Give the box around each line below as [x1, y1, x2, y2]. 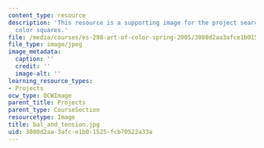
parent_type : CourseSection [8, 106, 101, 114]
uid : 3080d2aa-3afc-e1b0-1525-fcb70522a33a [8, 128, 153, 135]
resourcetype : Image [8, 114, 76, 121]
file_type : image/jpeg [8, 41, 82, 49]
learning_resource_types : [8, 77, 93, 85]
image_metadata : [8, 48, 61, 56]
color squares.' [15, 26, 68, 34]
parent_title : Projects [8, 99, 86, 106]
